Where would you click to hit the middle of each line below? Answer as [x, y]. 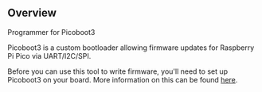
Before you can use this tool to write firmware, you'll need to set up [118, 71]
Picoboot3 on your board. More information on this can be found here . [123, 79]
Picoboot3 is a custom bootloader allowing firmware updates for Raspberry [131, 48]
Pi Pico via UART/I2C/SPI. [49, 56]
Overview [32, 13]
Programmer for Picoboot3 [51, 32]
